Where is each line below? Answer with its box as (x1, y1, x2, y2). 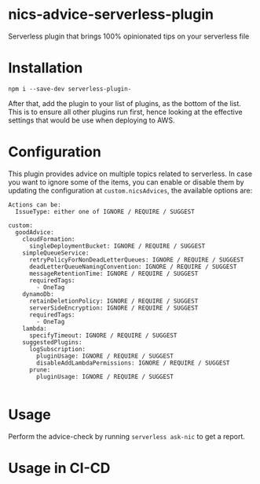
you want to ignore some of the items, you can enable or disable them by (8, 177, 245, 186)
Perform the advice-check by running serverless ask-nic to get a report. (8, 431, 246, 441)
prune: (28, 365, 51, 374)
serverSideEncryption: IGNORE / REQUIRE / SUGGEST (28, 304, 199, 312)
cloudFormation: (22, 235, 76, 243)
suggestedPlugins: (22, 338, 82, 346)
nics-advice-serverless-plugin (8, 5, 214, 24)
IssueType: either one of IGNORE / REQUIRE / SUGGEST (15, 207, 195, 215)
